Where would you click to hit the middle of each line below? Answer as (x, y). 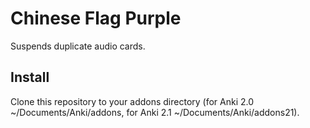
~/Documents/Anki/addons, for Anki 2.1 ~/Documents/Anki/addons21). (155, 112)
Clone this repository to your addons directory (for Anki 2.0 (132, 101)
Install (30, 77)
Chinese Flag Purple (96, 18)
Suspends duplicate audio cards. (78, 46)
